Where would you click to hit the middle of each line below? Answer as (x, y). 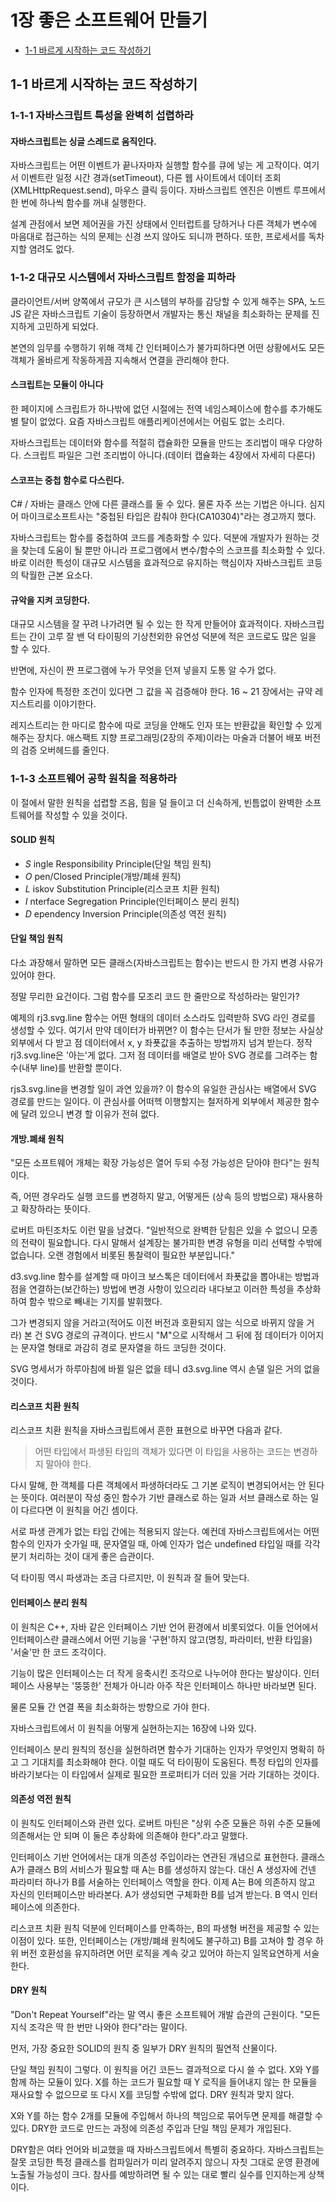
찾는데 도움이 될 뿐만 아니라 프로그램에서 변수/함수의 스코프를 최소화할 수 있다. (173, 550)
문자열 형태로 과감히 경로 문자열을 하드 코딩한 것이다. (123, 1348)
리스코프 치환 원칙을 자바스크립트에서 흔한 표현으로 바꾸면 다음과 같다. (146, 1430)
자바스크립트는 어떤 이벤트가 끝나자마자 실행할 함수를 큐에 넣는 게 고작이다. (156, 165)
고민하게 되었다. (67, 326)
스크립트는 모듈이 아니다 (57, 385)
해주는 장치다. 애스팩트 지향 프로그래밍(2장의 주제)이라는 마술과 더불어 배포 (156, 738)
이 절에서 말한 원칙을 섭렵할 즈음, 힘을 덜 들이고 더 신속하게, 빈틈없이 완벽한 (156, 802)
